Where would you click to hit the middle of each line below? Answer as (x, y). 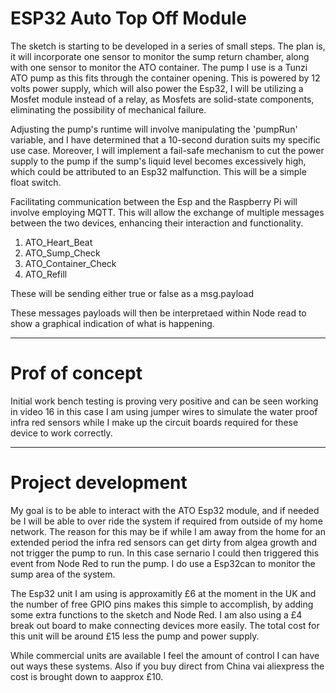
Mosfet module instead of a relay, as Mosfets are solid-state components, (162, 99)
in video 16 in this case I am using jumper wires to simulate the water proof (164, 411)
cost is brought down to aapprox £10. (87, 676)
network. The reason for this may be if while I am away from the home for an (168, 531)
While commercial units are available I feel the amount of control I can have (165, 655)
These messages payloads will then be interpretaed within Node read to (158, 313)
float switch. (36, 182)
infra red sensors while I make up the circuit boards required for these (154, 422)
